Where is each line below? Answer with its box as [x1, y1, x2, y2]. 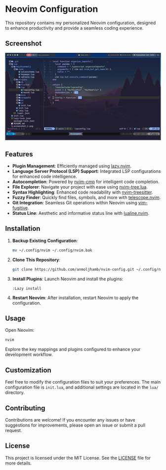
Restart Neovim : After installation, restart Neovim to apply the [12, 295, 139, 301]
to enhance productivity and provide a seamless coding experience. [5, 25, 144, 31]
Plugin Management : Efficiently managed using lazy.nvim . [12, 163, 132, 169]
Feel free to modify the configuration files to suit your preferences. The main [5, 379, 161, 385]
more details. [5, 460, 32, 466]
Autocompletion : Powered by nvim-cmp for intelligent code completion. [12, 179, 160, 185]
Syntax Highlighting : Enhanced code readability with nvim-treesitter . [12, 189, 153, 196]
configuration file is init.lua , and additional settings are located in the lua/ [5, 384, 159, 391]
